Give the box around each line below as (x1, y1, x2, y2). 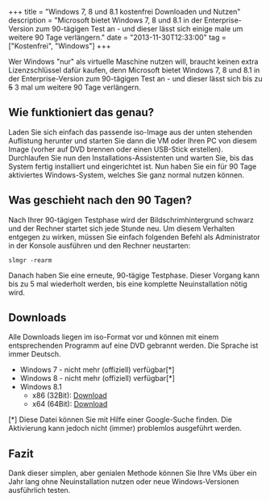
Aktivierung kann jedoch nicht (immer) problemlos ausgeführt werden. (8, 424, 242, 433)
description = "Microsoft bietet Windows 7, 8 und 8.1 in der (8, 15, 203, 25)
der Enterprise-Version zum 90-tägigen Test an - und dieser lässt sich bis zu (8, 74, 263, 83)
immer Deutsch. (8, 349, 61, 359)
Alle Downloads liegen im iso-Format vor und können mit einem (8, 332, 219, 342)
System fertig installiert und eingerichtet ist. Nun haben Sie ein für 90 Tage (8, 161, 257, 171)
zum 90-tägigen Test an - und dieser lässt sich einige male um (35, 24, 243, 33)
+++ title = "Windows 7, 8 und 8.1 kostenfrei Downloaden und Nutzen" (8, 7, 241, 16)
